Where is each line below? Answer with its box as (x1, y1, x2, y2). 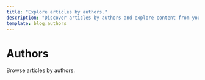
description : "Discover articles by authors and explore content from (6, 15, 190, 21)
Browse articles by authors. (6, 67, 75, 74)
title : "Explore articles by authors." (6, 9, 108, 15)
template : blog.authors (6, 20, 67, 26)
